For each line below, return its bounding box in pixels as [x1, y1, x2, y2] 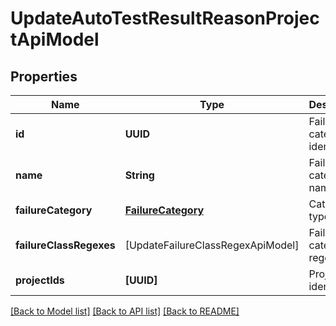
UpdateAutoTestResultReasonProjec [10, 7, 320, 30]
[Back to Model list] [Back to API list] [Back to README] [10, 305, 240, 317]
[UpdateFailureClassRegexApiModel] [124, 238, 300, 252]
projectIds [15, 273, 65, 287]
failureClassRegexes [15, 238, 116, 252]
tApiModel [10, 28, 100, 51]
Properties [10, 68, 78, 85]
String [124, 168, 155, 182]
